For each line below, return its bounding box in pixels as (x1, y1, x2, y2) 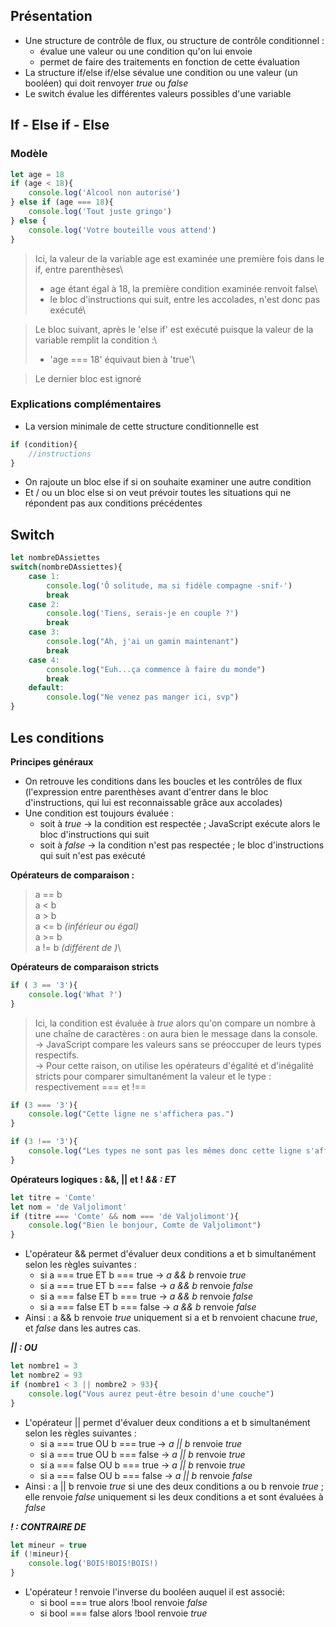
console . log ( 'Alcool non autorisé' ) (28, 188, 182, 198)
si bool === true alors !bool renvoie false (39, 1597, 208, 1609)
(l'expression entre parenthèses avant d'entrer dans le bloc (24, 785, 269, 798)
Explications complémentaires (10, 397, 162, 411)
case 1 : (28, 571, 60, 581)
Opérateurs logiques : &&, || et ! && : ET (10, 1173, 177, 1185)
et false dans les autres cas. (24, 1322, 142, 1334)
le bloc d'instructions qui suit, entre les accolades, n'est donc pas (49, 293, 321, 305)
